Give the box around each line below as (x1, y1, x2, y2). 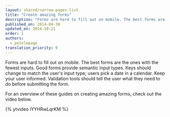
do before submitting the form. (5, 81, 70, 87)
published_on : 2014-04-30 (5, 21, 60, 27)
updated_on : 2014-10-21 (5, 26, 56, 32)
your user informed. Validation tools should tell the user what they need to (5, 75, 160, 81)
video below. (5, 96, 32, 102)
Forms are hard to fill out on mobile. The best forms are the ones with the (5, 59, 159, 65)
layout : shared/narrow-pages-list (5, 7, 79, 13)
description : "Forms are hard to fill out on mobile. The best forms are (5, 17, 165, 22)
